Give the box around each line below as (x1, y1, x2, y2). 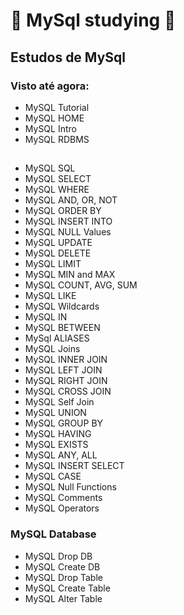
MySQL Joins (24, 343, 81, 355)
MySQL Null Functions (24, 481, 117, 493)
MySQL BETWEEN (24, 322, 101, 334)
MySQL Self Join (24, 396, 95, 408)
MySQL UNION (24, 407, 87, 419)
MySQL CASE (24, 470, 82, 483)
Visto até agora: (10, 79, 90, 93)
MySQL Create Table (24, 582, 111, 594)
